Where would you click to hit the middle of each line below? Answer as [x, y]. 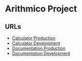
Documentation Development [41, 53]
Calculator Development [36, 43]
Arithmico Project [41, 9]
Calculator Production [34, 38]
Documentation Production [39, 48]
